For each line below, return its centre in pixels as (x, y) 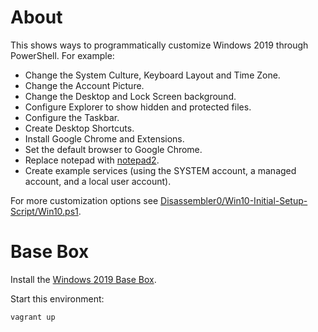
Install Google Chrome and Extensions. (104, 138)
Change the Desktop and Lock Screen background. (130, 96)
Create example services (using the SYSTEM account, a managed (160, 170)
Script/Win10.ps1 (44, 211)
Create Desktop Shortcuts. (79, 128)
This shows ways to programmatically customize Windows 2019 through (159, 45)
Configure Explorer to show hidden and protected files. (138, 107)
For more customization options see (84, 200)
